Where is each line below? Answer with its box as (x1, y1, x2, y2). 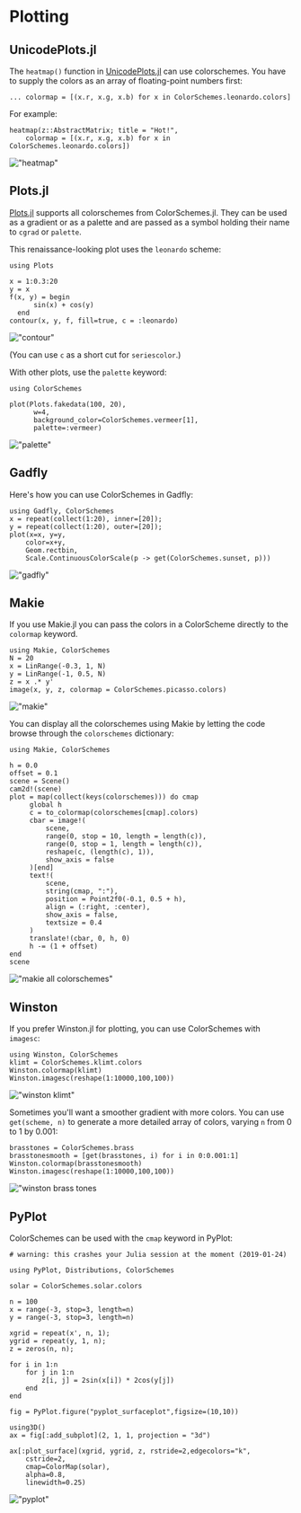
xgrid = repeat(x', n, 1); (9, 1329, 111, 1338)
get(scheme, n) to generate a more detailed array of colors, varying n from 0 (9, 1117, 292, 1128)
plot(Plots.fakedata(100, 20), (9, 400, 127, 409)
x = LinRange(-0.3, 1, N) (9, 662, 106, 671)
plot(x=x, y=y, (9, 530, 66, 539)
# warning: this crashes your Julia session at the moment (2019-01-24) (9, 1251, 288, 1260)
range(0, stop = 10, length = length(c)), (45, 832, 207, 841)
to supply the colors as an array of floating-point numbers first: (9, 75, 243, 86)
